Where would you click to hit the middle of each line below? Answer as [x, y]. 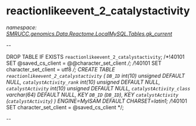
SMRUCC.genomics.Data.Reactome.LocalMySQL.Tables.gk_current [89, 33]
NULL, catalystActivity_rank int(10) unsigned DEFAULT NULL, [83, 82]
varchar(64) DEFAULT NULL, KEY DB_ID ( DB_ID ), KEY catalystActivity [92, 94]
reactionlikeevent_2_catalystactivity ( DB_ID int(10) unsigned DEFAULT [96, 75]
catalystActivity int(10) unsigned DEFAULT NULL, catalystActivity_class [98, 88]
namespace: [21, 27]
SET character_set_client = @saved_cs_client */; [65, 107]
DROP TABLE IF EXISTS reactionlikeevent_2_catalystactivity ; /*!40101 [96, 56]
